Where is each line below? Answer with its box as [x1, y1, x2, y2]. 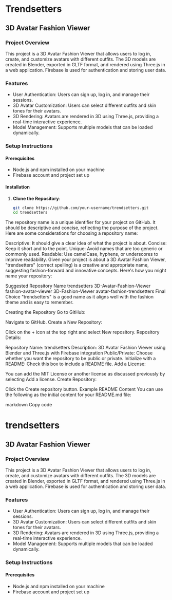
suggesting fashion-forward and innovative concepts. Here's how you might [5, 268, 166, 274]
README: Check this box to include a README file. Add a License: [5, 361, 146, 367]
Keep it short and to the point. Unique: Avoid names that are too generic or [5, 246, 163, 252]
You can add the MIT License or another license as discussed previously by [5, 371, 165, 377]
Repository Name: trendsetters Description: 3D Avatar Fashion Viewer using [5, 345, 166, 351]
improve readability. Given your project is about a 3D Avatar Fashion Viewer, [5, 256, 166, 262]
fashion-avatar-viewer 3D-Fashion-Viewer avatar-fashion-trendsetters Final [5, 288, 166, 294]
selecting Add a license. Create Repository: [5, 376, 97, 383]
